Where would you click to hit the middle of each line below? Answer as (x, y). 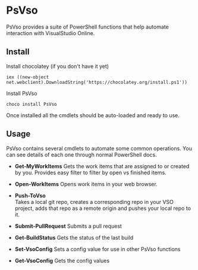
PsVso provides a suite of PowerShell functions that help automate (88, 27)
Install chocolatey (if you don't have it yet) (57, 66)
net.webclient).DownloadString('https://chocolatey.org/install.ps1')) (97, 82)
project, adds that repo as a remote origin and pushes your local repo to (103, 208)
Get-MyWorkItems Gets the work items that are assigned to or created (102, 166)
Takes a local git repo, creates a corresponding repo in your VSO (94, 202)
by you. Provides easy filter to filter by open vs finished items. (90, 172)
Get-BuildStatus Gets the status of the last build (74, 237)
